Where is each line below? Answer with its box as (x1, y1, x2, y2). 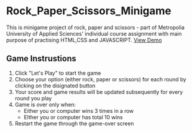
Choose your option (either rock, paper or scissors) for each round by (14, 75, 187, 83)
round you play (14, 94, 52, 102)
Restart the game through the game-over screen (14, 120, 134, 127)
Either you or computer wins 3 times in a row (23, 107, 134, 114)
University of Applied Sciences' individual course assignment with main (6, 30, 182, 37)
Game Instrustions (6, 53, 76, 64)
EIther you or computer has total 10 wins (23, 113, 123, 121)
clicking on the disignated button (14, 82, 96, 89)
